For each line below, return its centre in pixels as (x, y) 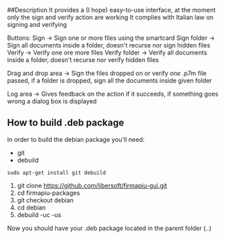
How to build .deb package (66, 123)
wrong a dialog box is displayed (52, 101)
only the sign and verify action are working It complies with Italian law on (110, 17)
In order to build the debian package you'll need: (76, 139)
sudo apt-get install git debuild (57, 173)
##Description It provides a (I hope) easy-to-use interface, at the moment (111, 10)
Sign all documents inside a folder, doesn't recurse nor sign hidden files (109, 45)
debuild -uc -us (39, 215)
